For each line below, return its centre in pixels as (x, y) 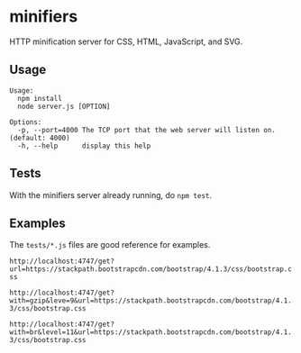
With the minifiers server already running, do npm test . (111, 195)
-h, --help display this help (84, 146)
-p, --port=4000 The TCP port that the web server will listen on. (147, 130)
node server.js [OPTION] (64, 106)
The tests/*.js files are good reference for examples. (110, 245)
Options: (26, 122)
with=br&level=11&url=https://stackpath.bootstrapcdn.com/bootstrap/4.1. (151, 332)
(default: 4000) (40, 138)
